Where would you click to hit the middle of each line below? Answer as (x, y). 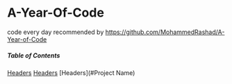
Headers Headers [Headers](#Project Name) (71, 73)
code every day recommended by (56, 32)
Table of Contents (34, 55)
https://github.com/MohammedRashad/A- (165, 32)
